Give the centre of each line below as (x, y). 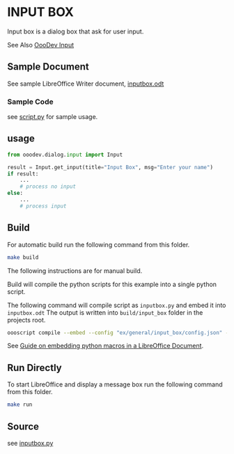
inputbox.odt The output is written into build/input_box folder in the (105, 312)
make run (20, 405)
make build (23, 257)
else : (15, 193)
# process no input (48, 187)
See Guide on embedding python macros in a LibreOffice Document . (106, 346)
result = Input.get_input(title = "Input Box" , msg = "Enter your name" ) (110, 167)
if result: (23, 174)
